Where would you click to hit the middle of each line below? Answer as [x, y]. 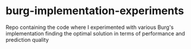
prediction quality [27, 40]
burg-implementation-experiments [95, 11]
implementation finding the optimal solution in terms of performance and [95, 33]
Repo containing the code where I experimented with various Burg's [90, 27]
